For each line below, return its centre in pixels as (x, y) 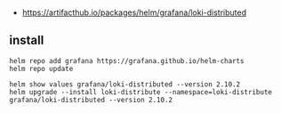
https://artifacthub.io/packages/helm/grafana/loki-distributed (134, 12)
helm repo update (41, 69)
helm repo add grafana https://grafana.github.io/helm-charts (127, 61)
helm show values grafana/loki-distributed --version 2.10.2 (125, 84)
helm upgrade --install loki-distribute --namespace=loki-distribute (141, 92)
